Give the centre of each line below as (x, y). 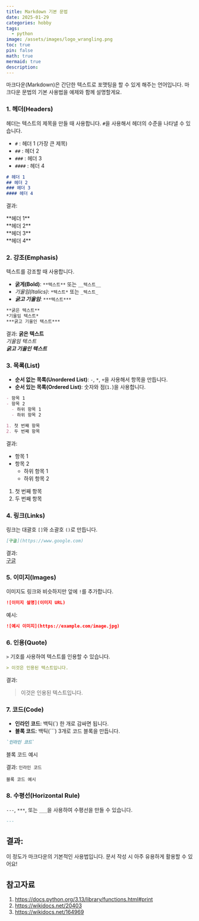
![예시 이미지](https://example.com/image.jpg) (63, 626)
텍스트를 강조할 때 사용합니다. (40, 272)
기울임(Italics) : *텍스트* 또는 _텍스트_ (56, 292)
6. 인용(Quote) (27, 642)
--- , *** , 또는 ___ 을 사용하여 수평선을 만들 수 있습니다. (69, 810)
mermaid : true (24, 61)
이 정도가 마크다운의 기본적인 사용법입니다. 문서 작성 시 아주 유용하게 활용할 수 (97, 857)
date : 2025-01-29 (28, 17)
